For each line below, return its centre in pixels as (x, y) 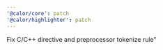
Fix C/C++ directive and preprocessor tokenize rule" (82, 39)
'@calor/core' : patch (38, 13)
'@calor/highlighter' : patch (49, 20)
